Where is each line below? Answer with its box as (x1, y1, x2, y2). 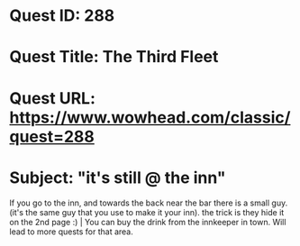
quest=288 (9, 126, 95, 147)
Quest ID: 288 (9, 5, 115, 26)
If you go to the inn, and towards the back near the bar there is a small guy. (9, 197, 288, 208)
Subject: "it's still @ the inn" (9, 168, 227, 187)
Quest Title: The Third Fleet (9, 47, 219, 68)
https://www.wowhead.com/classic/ (9, 107, 291, 127)
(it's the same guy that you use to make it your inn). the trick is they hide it (9, 206, 285, 217)
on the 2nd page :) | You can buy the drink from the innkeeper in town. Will (9, 216, 286, 227)
